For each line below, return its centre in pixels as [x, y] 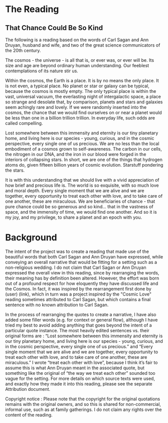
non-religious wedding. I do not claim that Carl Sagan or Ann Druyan [76, 267]
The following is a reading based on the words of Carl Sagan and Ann [77, 40]
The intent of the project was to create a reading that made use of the [77, 251]
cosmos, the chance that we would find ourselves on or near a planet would [83, 112]
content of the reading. [29, 414]
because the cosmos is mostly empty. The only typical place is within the [81, 91]
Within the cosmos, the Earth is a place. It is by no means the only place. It [82, 81]
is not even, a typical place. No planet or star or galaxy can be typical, [77, 86]
